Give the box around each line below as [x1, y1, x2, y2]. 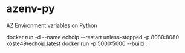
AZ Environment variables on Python [6, 22, 97, 29]
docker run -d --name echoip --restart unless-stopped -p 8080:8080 [6, 33, 180, 40]
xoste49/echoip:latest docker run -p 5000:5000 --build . [6, 40, 148, 47]
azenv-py [6, 2, 56, 16]
